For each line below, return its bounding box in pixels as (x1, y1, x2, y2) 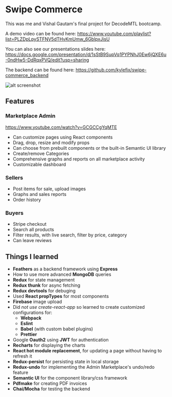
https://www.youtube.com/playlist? (77, 30, 151, 36)
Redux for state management (12, 277, 75, 283)
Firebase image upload (12, 299, 63, 305)
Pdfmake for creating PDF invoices (12, 381, 87, 387)
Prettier (20, 331, 37, 338)
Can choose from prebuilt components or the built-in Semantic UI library (12, 145, 166, 151)
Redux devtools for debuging (12, 288, 76, 294)
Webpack (20, 315, 42, 321)
